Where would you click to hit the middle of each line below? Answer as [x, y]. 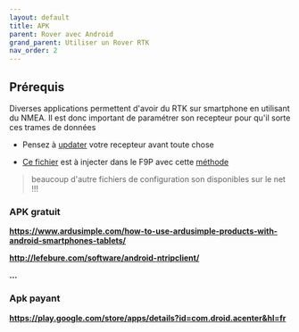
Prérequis [37, 87]
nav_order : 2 [33, 51]
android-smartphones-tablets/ [68, 241]
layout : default [39, 17]
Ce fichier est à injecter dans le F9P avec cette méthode [125, 162]
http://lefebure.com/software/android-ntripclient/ [104, 258]
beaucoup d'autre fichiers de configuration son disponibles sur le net [158, 178]
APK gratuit [35, 212]
